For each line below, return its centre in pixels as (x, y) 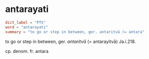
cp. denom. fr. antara (27, 51)
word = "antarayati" (27, 27)
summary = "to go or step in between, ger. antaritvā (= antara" (75, 32)
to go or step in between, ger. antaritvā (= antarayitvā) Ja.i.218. (71, 41)
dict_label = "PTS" (26, 22)
